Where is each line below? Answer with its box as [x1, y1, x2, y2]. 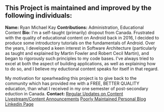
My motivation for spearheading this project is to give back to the [5, 75, 137, 81]
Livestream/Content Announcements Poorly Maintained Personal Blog [5, 96, 146, 102]
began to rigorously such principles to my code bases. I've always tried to [5, 56, 154, 61]
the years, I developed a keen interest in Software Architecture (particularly [5, 45, 157, 51]
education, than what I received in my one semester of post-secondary [5, 85, 148, 92]
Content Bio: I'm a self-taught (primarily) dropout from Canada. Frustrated [5, 29, 155, 36]
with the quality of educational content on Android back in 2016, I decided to [5, 35, 159, 40]
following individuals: [5, 12, 72, 20]
